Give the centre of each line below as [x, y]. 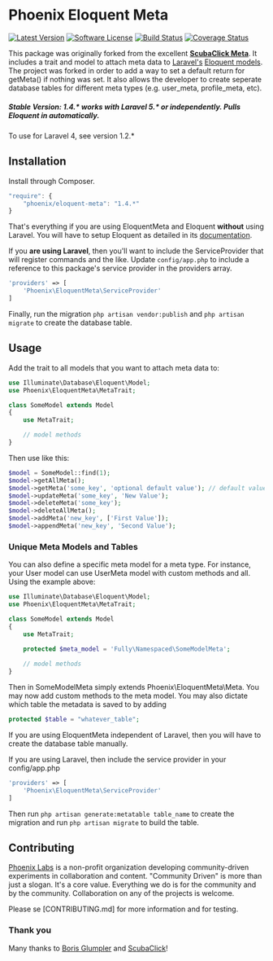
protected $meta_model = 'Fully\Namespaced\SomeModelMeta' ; [127, 649]
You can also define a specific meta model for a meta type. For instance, [130, 564]
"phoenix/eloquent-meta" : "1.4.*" [81, 204]
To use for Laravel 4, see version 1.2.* [72, 135]
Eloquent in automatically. [54, 115]
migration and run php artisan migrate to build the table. [104, 822]
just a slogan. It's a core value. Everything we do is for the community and [132, 884]
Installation [37, 162]
